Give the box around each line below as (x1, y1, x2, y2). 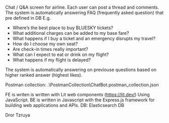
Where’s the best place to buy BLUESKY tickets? (12, 25, 114, 31)
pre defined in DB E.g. (5, 15, 51, 21)
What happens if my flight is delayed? (12, 57, 91, 63)
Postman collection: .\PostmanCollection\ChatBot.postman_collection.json (5, 82, 159, 88)
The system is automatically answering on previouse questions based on (5, 67, 156, 73)
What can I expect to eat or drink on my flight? (12, 51, 109, 57)
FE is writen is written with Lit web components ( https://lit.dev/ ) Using (5, 92, 150, 97)
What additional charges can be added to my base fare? (12, 30, 130, 36)
